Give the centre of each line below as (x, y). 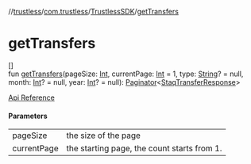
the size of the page (104, 135)
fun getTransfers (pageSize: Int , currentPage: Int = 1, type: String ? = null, (126, 74)
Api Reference (32, 97)
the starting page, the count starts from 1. (144, 148)
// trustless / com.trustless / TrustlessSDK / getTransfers (93, 11)
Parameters (28, 116)
